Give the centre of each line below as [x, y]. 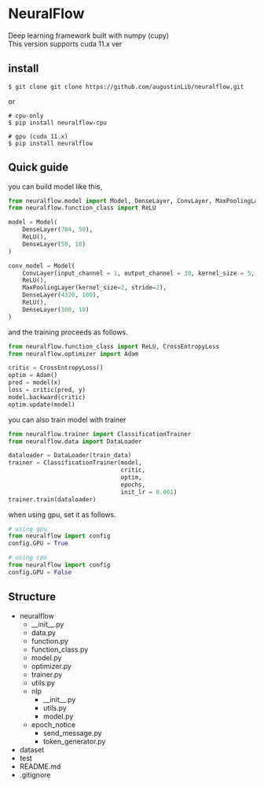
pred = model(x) [35, 382]
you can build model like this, [55, 187]
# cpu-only [26, 116]
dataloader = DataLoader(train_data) [70, 456]
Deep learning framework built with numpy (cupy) [89, 35]
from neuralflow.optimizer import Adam [73, 354]
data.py [44, 632]
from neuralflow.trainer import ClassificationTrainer [100, 434]
